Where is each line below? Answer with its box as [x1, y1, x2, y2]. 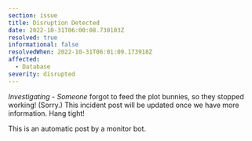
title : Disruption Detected [8, 19, 100, 27]
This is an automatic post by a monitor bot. [8, 124, 147, 133]
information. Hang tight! [8, 108, 85, 118]
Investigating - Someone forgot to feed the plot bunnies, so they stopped [8, 91, 245, 101]
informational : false [8, 41, 79, 49]
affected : [8, 56, 41, 64]
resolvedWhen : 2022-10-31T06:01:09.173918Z [8, 48, 153, 56]
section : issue [8, 11, 58, 20]
